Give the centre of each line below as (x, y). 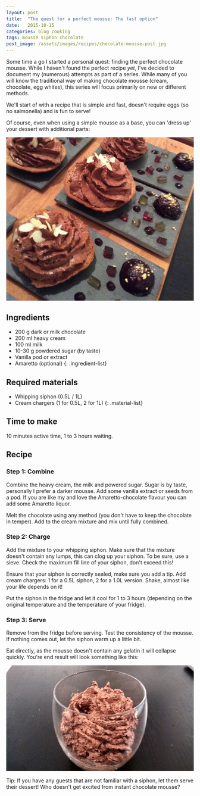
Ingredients (28, 318)
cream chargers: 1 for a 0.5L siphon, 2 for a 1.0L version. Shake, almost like (98, 580)
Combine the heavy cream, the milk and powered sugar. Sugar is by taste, (97, 485)
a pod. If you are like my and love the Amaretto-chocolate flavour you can (96, 497)
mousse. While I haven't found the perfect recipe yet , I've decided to (90, 68)
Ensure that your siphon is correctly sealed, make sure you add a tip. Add (96, 574)
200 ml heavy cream (40, 338)
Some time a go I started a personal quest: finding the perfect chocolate (95, 62)
